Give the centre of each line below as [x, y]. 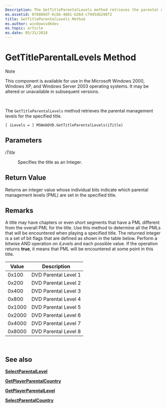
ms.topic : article [24, 28]
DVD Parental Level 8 [56, 331]
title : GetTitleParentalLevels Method [45, 19]
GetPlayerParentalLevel [30, 391]
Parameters [24, 141]
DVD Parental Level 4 [56, 299]
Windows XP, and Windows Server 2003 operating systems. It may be [77, 86]
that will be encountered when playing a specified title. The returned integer [83, 233]
